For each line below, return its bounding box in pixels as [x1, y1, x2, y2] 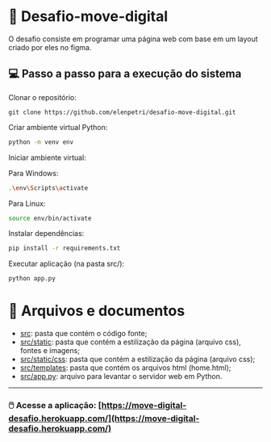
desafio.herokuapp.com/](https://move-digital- [8, 412, 200, 423]
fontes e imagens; [19, 346, 81, 356]
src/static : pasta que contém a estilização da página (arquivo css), [19, 337, 242, 347]
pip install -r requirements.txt [8, 244, 121, 253]
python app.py [8, 275, 56, 283]
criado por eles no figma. [8, 42, 92, 52]
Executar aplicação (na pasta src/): [8, 259, 125, 269]
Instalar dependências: [8, 229, 85, 238]
